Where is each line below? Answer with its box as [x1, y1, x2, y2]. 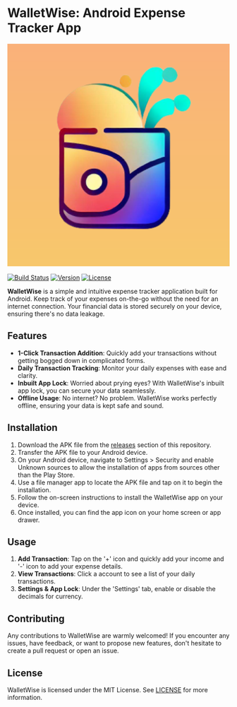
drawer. [17, 516, 40, 524]
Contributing [7, 612, 65, 624]
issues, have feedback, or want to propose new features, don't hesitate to [7, 639, 222, 648]
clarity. [17, 371, 37, 379]
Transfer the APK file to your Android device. [17, 448, 148, 456]
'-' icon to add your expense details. [17, 562, 123, 571]
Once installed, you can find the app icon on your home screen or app [17, 508, 221, 516]
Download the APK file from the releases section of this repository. [17, 440, 212, 449]
